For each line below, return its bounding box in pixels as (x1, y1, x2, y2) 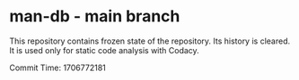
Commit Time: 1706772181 (9, 62, 106, 73)
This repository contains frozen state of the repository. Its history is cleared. (9, 36, 290, 46)
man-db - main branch (9, 6, 180, 27)
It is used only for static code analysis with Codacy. (9, 44, 199, 55)
